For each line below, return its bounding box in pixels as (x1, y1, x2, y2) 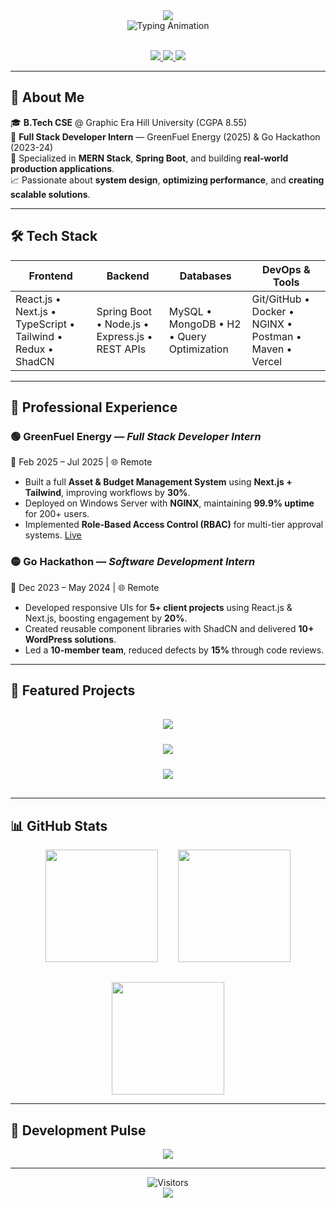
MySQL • (168, 304, 213, 318)
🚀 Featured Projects (10, 682, 136, 699)
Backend (106, 269, 150, 283)
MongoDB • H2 (168, 317, 242, 331)
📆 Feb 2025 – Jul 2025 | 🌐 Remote (10, 456, 153, 468)
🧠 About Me (10, 89, 85, 106)
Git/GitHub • (251, 292, 310, 306)
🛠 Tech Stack (10, 228, 98, 245)
